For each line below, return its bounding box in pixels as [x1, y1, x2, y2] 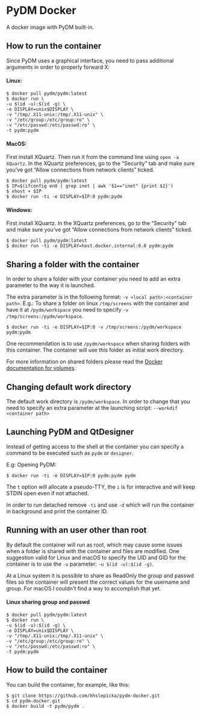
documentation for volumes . [6, 365, 76, 372]
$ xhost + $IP [6, 188, 42, 194]
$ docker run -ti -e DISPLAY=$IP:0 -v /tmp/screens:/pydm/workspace [6, 324, 182, 330]
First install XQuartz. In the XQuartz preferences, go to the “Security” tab [6, 220, 187, 227]
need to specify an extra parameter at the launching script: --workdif [6, 404, 178, 411]
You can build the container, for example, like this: [6, 681, 130, 688]
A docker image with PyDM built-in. [6, 23, 94, 31]
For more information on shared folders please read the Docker [6, 358, 163, 365]
